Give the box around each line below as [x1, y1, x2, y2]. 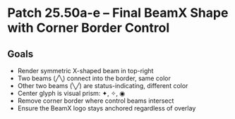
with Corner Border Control [7, 20, 170, 36]
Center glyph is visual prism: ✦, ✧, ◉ [17, 89, 126, 97]
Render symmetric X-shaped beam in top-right [17, 67, 154, 75]
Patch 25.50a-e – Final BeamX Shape [7, 5, 229, 21]
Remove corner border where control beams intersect [17, 96, 174, 105]
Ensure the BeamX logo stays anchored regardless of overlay [17, 104, 196, 112]
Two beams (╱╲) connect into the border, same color [17, 74, 171, 82]
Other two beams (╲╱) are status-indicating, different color [17, 82, 188, 89]
